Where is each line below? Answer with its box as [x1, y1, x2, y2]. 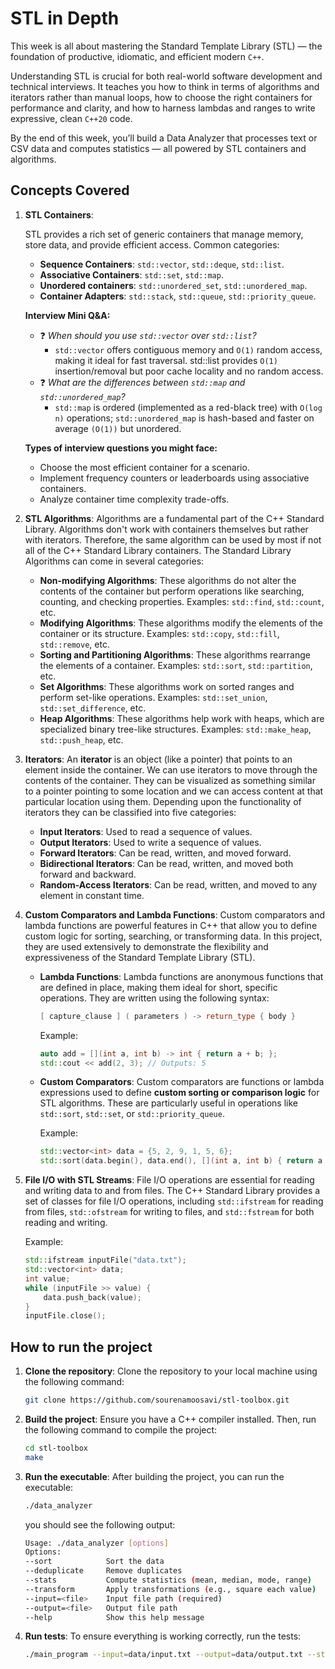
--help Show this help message [24, 1612, 205, 1622]
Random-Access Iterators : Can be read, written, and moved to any [39, 878, 318, 891]
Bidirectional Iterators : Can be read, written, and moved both [39, 857, 294, 869]
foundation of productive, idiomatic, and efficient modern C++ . [10, 50, 265, 62]
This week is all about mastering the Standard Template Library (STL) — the [10, 40, 323, 52]
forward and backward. [39, 868, 137, 880]
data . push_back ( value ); [43, 1292, 142, 1302]
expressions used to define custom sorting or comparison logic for [39, 1087, 320, 1099]
